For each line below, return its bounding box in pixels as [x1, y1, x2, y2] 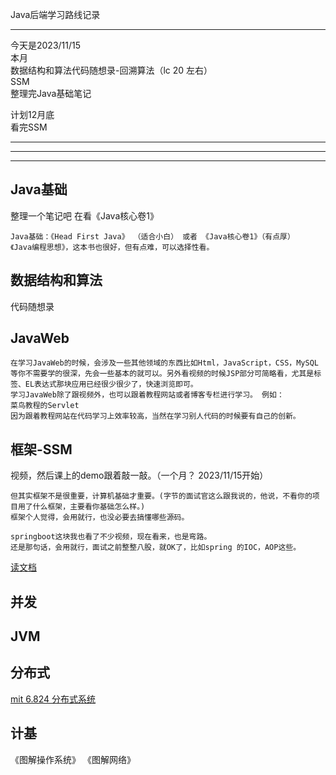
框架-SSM [10, 441, 73, 458]
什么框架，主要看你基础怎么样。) [32, 502, 146, 512]
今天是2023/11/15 [10, 39, 82, 51]
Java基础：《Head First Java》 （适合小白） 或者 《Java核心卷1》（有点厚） [10, 231, 295, 242]
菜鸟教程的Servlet [10, 401, 80, 411]
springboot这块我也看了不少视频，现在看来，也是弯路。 [10, 532, 212, 542]
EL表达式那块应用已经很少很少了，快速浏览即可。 [24, 379, 198, 390]
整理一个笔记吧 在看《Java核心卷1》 [10, 209, 159, 222]
